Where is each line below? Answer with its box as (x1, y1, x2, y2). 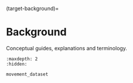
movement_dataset (6, 71, 49, 77)
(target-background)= (6, 5, 59, 12)
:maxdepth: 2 (6, 56, 38, 62)
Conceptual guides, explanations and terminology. (6, 44, 128, 51)
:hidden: (6, 61, 28, 67)
